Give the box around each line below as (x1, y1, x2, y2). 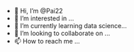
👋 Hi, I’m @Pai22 (13, 7, 63, 15)
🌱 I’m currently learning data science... (13, 22, 128, 30)
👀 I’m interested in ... (13, 14, 74, 22)
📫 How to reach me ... (13, 37, 80, 45)
